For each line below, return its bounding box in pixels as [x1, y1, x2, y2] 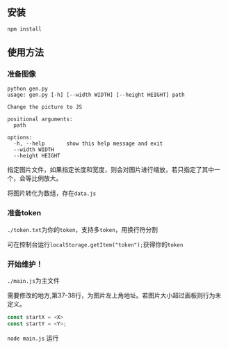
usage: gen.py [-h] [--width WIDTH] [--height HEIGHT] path [7, 91, 186, 99]
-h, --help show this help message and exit [13, 140, 163, 148]
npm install [7, 25, 42, 33]
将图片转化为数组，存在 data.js [7, 189, 97, 197]
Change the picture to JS [7, 104, 82, 111]
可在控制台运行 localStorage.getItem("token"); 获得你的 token [7, 240, 184, 249]
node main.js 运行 [7, 334, 59, 342]
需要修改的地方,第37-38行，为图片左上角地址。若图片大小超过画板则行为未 [7, 291, 222, 300]
